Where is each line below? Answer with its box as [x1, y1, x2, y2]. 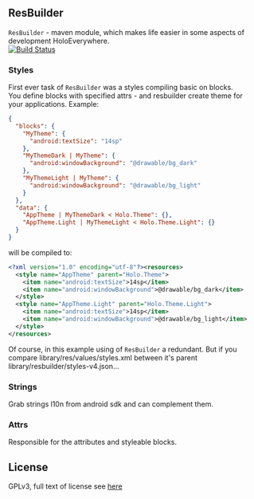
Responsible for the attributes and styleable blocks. [8, 438, 178, 447]
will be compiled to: [8, 247, 72, 257]
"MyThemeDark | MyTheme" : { [22, 151, 115, 160]
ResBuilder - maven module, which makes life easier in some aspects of [8, 27, 245, 37]
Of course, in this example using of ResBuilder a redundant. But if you [8, 344, 237, 354]
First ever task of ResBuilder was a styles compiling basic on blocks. [8, 83, 233, 92]
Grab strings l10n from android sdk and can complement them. [8, 399, 213, 409]
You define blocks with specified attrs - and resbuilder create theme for [8, 91, 243, 100]
